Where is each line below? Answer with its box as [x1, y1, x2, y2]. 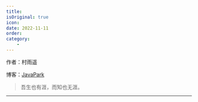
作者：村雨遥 [6, 58, 37, 65]
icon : [6, 19, 19, 25]
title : [6, 8, 22, 15]
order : [6, 31, 22, 37]
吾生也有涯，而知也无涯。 [20, 83, 83, 90]
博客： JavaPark [6, 71, 45, 78]
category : [6, 36, 31, 42]
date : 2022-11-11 [6, 25, 49, 31]
